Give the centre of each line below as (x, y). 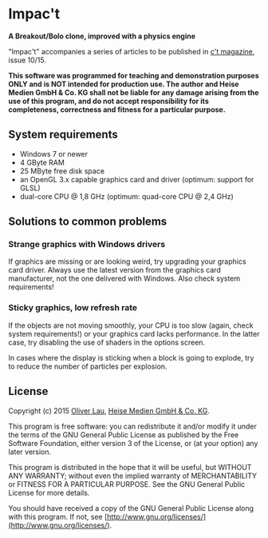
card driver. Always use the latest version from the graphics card (114, 270)
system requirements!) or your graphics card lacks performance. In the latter (134, 333)
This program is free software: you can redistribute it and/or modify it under (132, 426)
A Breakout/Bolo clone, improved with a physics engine (102, 36)
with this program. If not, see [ (58, 516)
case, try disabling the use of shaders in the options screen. (107, 342)
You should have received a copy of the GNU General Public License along (131, 508)
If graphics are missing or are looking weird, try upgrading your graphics (127, 261)
